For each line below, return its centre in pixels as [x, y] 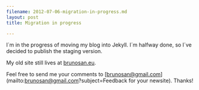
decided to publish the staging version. [55, 51]
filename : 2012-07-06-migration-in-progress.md [67, 12]
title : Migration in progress [44, 23]
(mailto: [16, 80]
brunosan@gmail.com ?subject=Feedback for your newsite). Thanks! [109, 80]
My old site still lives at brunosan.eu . [51, 63]
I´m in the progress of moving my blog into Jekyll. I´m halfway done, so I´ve [99, 45]
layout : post [22, 17]
